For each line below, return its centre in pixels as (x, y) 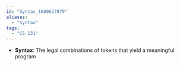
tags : (13, 28)
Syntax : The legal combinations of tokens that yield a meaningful (94, 50)
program (25, 57)
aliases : (17, 17)
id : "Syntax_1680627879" (37, 11)
